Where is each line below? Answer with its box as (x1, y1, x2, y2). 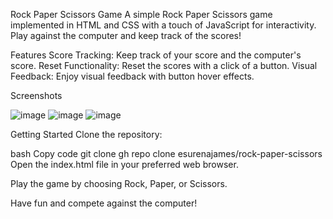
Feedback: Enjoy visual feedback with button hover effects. (10, 70, 255, 82)
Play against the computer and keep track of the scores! (10, 30, 242, 41)
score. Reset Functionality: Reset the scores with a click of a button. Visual (10, 60, 318, 71)
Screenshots (10, 90, 63, 101)
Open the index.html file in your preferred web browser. (10, 159, 239, 170)
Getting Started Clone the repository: (10, 129, 163, 140)
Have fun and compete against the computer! (10, 197, 198, 209)
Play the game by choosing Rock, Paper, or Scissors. (10, 178, 228, 189)
